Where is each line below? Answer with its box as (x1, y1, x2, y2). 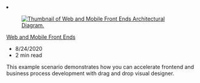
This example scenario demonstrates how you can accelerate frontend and (6, 64, 195, 70)
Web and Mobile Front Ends (6, 33, 76, 41)
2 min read (15, 51, 43, 59)
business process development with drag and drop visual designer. (6, 70, 174, 77)
